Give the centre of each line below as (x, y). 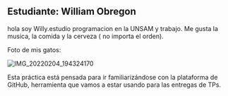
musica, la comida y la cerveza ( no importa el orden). (85, 36)
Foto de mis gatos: (34, 49)
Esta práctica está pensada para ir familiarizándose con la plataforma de (113, 77)
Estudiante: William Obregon (72, 12)
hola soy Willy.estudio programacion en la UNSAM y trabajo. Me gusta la (113, 28)
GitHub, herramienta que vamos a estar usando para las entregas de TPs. (114, 85)
